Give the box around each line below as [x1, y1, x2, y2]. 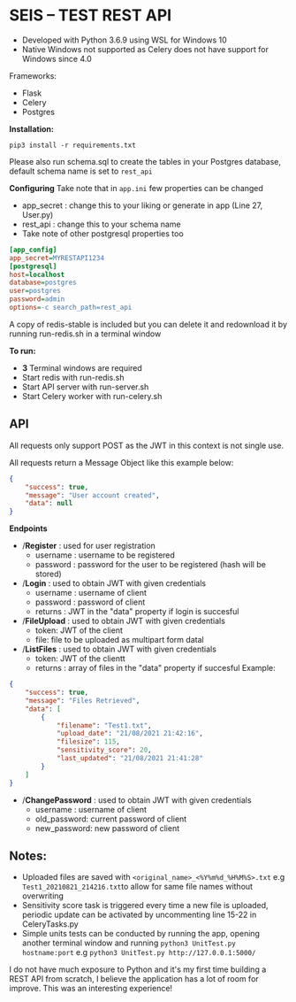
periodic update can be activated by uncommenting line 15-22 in [21, 909, 257, 921]
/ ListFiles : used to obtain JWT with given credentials [21, 644, 216, 655]
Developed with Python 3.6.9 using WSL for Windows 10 [21, 35, 227, 45]
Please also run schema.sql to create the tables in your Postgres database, [9, 156, 281, 166]
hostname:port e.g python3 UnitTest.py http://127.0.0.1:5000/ [21, 947, 256, 958]
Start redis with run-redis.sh [21, 372, 125, 382]
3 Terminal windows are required [21, 362, 143, 373]
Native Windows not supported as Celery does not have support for [21, 43, 269, 54]
